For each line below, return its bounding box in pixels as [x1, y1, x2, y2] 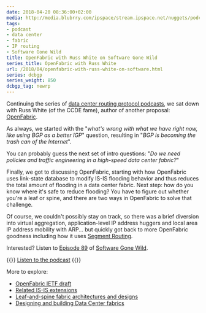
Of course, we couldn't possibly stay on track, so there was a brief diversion [6, 213, 199, 220]
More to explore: [6, 268, 48, 275]
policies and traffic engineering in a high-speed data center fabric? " [6, 156, 180, 163]
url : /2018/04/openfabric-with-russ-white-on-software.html [6, 66, 164, 72]
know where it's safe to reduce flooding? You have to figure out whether [6, 188, 189, 195]
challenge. [6, 201, 33, 208]
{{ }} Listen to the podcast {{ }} [6, 256, 82, 263]
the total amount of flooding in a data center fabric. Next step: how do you [6, 182, 194, 188]
